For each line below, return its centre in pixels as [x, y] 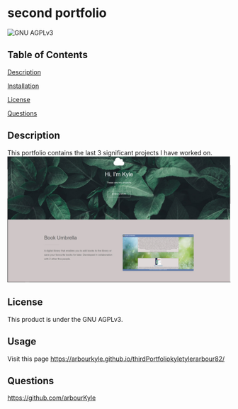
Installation [23, 86]
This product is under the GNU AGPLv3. [65, 319]
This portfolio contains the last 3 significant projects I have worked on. [110, 152]
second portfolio [57, 13]
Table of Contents [48, 55]
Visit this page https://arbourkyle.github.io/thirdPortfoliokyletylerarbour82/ [116, 359]
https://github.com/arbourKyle [52, 398]
